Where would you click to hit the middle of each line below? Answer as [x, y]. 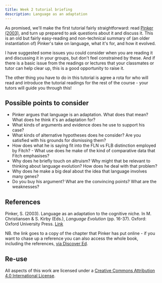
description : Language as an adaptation [46, 14]
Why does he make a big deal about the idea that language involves [80, 171]
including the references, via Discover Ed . [47, 244]
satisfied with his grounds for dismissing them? [59, 141]
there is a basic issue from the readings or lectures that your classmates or [80, 63]
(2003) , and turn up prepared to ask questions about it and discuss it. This [79, 33]
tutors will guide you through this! [38, 88]
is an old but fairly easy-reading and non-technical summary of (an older [77, 38]
